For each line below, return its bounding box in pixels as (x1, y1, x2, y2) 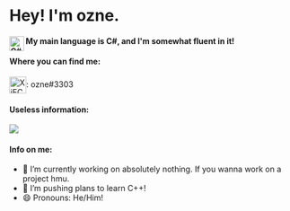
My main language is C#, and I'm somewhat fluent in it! (25, 35, 235, 46)
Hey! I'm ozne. (9, 5, 119, 26)
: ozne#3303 (26, 78, 74, 90)
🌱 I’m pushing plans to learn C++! (22, 183, 146, 194)
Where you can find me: (9, 56, 101, 67)
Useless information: (9, 104, 90, 115)
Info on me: (9, 144, 53, 154)
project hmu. (22, 173, 70, 184)
